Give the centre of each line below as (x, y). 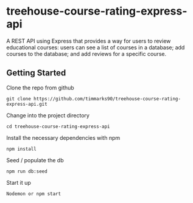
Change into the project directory (48, 115)
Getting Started (36, 73)
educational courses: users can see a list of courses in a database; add (96, 47)
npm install (21, 149)
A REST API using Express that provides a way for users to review (89, 41)
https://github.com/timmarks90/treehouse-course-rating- (107, 98)
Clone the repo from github (40, 88)
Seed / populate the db (35, 160)
